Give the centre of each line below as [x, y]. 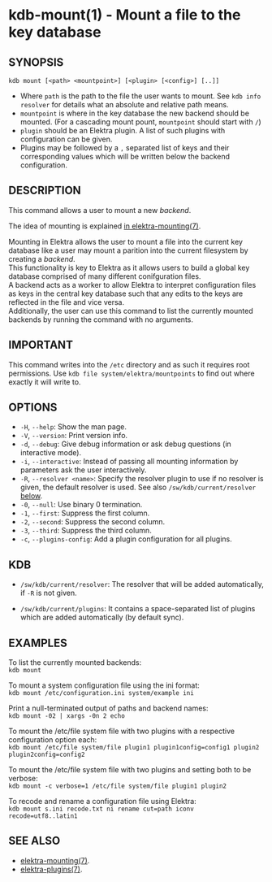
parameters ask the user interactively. [83, 470]
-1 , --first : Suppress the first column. [85, 513]
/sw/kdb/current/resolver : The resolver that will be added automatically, [142, 584]
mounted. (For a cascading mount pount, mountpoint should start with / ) [140, 122]
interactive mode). [51, 453]
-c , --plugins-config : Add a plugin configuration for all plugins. [126, 539]
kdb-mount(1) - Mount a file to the [125, 15]
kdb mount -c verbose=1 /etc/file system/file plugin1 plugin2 [118, 786]
